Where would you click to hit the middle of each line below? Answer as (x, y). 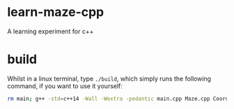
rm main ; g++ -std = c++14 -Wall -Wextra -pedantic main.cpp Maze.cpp (109, 99)
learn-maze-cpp (56, 12)
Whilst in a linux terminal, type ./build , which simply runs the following (109, 78)
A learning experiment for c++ (50, 31)
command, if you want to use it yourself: (65, 86)
